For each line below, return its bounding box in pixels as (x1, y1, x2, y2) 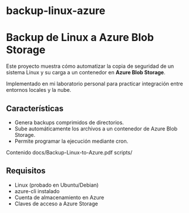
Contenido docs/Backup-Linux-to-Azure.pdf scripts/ (6, 149, 133, 156)
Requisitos (6, 166, 46, 176)
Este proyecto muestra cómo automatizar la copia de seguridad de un (6, 63, 174, 70)
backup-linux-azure (6, 4, 105, 18)
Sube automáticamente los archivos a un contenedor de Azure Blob (14, 125, 178, 132)
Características (6, 104, 64, 114)
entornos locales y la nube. (6, 87, 71, 94)
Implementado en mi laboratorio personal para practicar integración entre (6, 80, 183, 87)
